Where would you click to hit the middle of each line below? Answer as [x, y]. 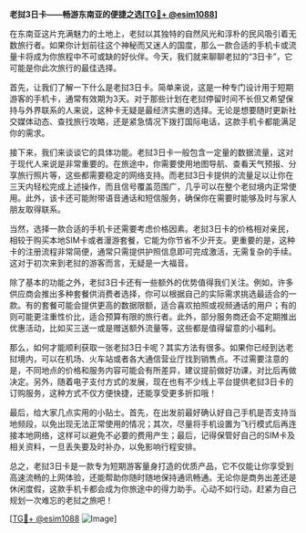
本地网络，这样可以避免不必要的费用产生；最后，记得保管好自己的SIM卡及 [156, 435]
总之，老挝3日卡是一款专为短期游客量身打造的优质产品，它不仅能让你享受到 [152, 466]
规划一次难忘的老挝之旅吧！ [61, 500]
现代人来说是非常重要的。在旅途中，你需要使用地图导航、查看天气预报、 [153, 164]
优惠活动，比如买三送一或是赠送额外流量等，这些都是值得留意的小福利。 [145, 328]
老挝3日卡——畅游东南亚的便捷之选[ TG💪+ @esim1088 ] [114, 14]
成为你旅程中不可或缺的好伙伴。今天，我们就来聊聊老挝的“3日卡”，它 [163, 57]
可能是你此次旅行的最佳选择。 [65, 68]
